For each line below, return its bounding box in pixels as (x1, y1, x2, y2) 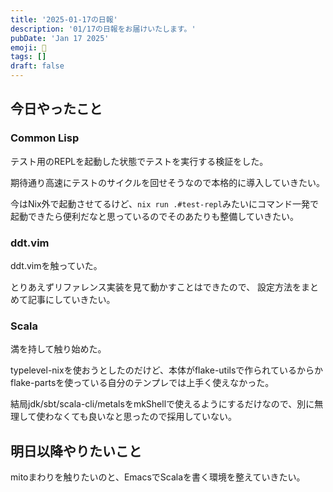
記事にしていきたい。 (27, 293, 116, 305)
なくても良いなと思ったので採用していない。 (53, 411, 238, 423)
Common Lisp (10, 131, 80, 145)
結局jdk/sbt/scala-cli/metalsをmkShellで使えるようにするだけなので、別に (10, 398, 315, 410)
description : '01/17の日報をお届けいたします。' (10, 24, 197, 34)
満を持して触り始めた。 (10, 343, 107, 355)
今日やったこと (10, 101, 103, 118)
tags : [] (10, 52, 47, 62)
